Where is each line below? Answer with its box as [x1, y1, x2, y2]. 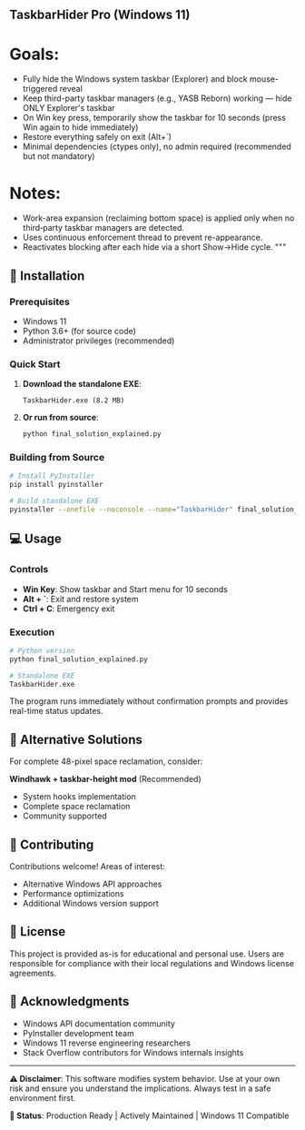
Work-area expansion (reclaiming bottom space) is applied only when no [22, 213, 295, 223]
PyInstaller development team [22, 1027, 134, 1038]
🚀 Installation [9, 268, 85, 283]
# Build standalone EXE [9, 497, 100, 506]
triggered [22, 84, 58, 94]
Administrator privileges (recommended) [22, 335, 175, 346]
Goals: [9, 44, 60, 64]
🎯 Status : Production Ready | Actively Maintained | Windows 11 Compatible [9, 1110, 290, 1121]
